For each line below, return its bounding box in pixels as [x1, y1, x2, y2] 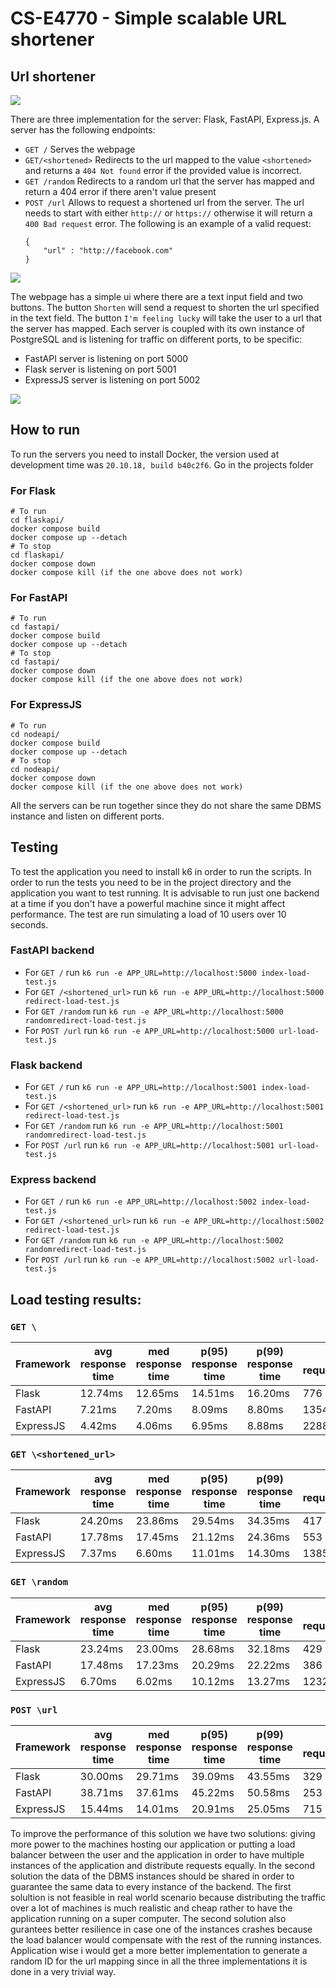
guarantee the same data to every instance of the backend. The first [10, 1880, 292, 1892]
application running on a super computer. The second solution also [10, 1912, 287, 1924]
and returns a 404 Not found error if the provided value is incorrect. [24, 165, 302, 176]
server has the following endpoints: [10, 124, 156, 136]
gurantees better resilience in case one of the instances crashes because [10, 1923, 313, 1935]
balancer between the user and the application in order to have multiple [10, 1848, 305, 1861]
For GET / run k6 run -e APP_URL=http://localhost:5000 [24, 966, 257, 978]
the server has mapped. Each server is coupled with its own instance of [10, 323, 306, 334]
